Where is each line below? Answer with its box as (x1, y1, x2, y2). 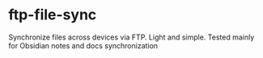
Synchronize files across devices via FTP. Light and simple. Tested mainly (8, 32, 255, 42)
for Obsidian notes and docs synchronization (8, 40, 159, 50)
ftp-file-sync (8, 6, 97, 24)
